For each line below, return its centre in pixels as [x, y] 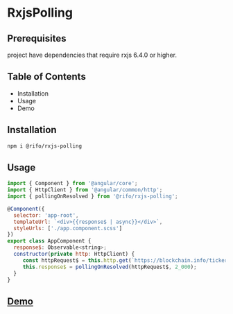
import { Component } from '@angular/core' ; [72, 184]
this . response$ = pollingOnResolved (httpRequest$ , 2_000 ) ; [110, 267]
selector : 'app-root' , [46, 215]
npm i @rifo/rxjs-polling [44, 146]
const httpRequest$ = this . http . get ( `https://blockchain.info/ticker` [127, 260]
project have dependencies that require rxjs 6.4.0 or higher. [92, 55]
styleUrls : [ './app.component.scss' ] [68, 228]
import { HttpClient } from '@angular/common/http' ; [85, 190]
